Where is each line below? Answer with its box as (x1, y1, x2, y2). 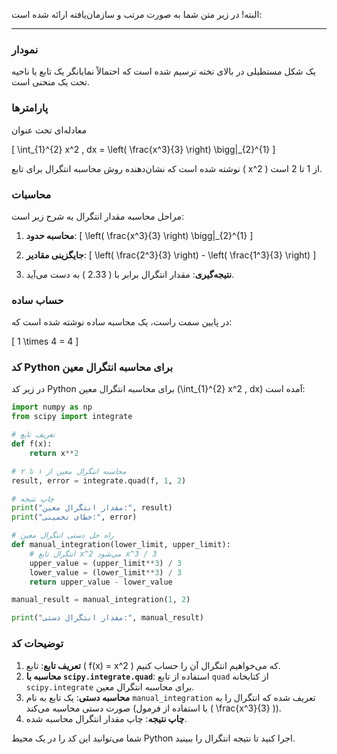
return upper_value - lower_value (29, 577, 173, 587)
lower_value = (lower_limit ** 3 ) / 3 (29, 567, 183, 578)
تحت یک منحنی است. (11, 76, 90, 88)
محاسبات (11, 187, 52, 201)
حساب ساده (11, 293, 64, 307)
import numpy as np (11, 402, 93, 413)
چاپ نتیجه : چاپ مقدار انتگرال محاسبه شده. (25, 712, 188, 724)
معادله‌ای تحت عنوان (11, 124, 87, 136)
